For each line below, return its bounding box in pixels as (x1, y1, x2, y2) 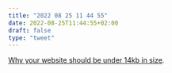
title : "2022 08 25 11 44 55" (8, 11, 109, 20)
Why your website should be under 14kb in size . (8, 56, 165, 65)
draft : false (8, 26, 52, 34)
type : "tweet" (8, 33, 55, 42)
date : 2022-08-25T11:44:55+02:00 (8, 19, 119, 27)
